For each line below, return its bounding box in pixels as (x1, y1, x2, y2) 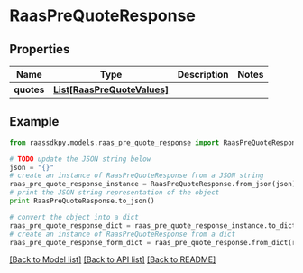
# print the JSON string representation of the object (9, 188, 220, 197)
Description (177, 69, 229, 80)
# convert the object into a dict (9, 212, 140, 221)
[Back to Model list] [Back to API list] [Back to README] (9, 254, 216, 265)
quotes (14, 83, 45, 96)
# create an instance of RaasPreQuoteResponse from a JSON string (9, 171, 264, 181)
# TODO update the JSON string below (9, 155, 151, 164)
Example (9, 114, 60, 129)
